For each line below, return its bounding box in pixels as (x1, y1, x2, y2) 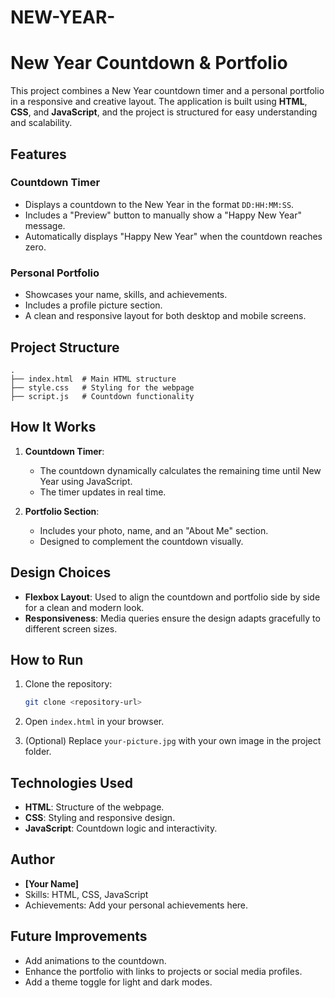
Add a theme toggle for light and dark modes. (24, 976, 213, 988)
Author (10, 851, 55, 868)
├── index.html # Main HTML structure (10, 374, 177, 384)
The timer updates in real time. (39, 486, 167, 498)
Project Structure (10, 339, 120, 356)
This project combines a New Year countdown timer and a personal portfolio (10, 85, 325, 97)
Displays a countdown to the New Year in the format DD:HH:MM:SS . (24, 198, 295, 210)
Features (10, 146, 67, 163)
